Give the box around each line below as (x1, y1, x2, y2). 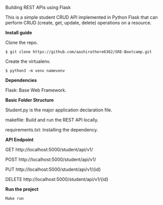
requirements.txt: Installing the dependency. (5, 127, 98, 132)
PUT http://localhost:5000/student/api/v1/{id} (5, 166, 101, 172)
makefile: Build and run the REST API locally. (5, 117, 99, 123)
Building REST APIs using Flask (5, 5, 71, 10)
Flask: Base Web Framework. (5, 87, 66, 93)
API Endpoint (5, 136, 34, 143)
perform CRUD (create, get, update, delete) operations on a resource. (5, 20, 152, 26)
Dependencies (5, 77, 37, 83)
